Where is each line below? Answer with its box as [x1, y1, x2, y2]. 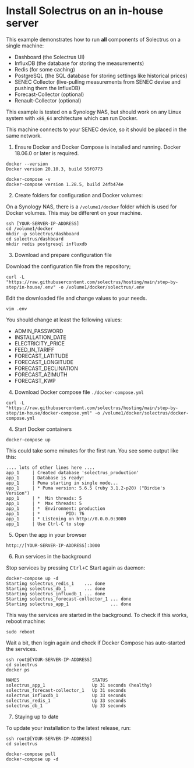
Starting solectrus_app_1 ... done [6, 601, 132, 607]
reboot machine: [6, 618, 45, 625]
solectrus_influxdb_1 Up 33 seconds [6, 692, 126, 698]
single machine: [6, 42, 44, 49]
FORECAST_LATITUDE [14, 352, 69, 359]
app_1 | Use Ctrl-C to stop [6, 521, 84, 527]
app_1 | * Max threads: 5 [6, 500, 82, 506]
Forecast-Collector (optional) [14, 91, 84, 98]
